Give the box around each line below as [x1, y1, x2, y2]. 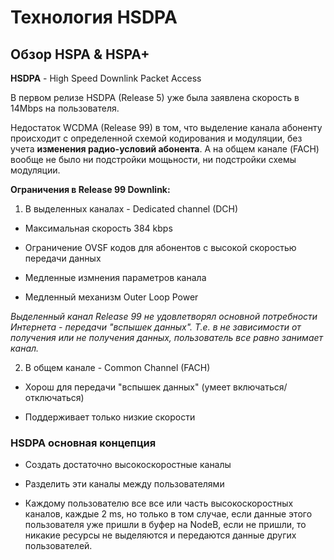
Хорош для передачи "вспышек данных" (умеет [24, 381, 232, 393]
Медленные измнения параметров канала [24, 272, 207, 283]
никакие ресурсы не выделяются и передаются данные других [24, 529, 297, 541]
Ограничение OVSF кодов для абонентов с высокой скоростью [24, 242, 297, 253]
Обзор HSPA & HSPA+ [10, 46, 150, 63]
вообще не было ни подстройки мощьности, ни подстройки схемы [10, 154, 297, 165]
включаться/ [233, 381, 288, 393]
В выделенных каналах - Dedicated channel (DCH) [24, 203, 239, 215]
